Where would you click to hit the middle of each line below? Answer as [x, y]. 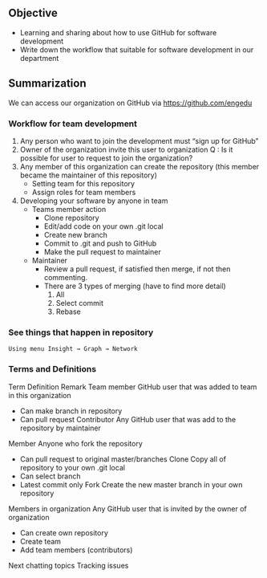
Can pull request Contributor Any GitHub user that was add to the [128, 419]
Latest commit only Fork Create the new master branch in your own [131, 484]
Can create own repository [64, 532]
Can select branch [50, 476]
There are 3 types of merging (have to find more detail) [135, 286]
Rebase [69, 311]
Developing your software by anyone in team [94, 201]
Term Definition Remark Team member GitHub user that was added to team [133, 387]
